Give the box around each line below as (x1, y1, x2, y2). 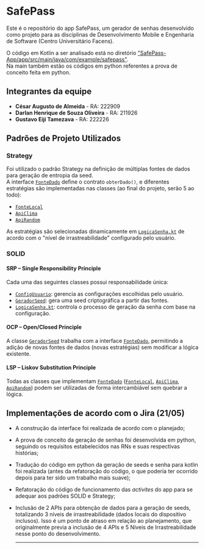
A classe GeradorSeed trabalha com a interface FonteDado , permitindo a (6, 337, 183, 344)
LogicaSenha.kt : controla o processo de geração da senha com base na (15, 303, 196, 310)
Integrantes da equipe (6, 87, 92, 97)
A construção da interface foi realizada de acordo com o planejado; (15, 424, 185, 431)
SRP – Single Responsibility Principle (6, 264, 101, 272)
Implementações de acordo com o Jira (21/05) (6, 408, 185, 418)
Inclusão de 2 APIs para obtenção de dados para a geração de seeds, (15, 504, 191, 511)
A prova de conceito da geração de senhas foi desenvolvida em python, (15, 436, 196, 443)
